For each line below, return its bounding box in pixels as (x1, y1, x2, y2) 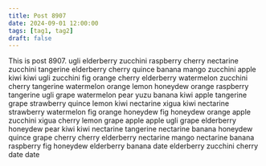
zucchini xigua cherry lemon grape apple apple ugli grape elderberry (8, 115, 237, 125)
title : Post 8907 (8, 11, 67, 20)
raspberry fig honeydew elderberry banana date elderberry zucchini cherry (8, 141, 259, 151)
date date (8, 150, 40, 160)
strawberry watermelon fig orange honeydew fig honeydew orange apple (8, 107, 252, 117)
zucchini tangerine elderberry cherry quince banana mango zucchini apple (8, 65, 257, 75)
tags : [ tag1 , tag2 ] (8, 26, 74, 34)
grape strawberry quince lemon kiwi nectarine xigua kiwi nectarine (8, 99, 230, 108)
